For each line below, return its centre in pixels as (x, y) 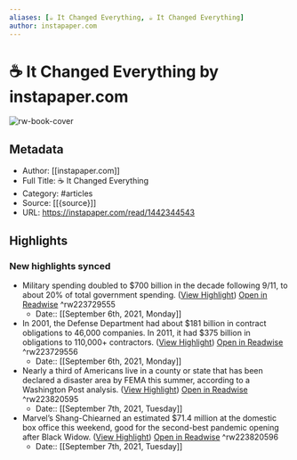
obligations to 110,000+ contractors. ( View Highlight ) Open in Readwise (153, 342)
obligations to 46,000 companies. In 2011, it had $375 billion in (136, 333)
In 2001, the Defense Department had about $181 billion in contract (144, 323)
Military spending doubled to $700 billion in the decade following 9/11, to (155, 285)
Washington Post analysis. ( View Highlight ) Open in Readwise (135, 390)
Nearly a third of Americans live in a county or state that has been (143, 370)
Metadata (36, 149)
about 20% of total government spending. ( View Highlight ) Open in (145, 294)
